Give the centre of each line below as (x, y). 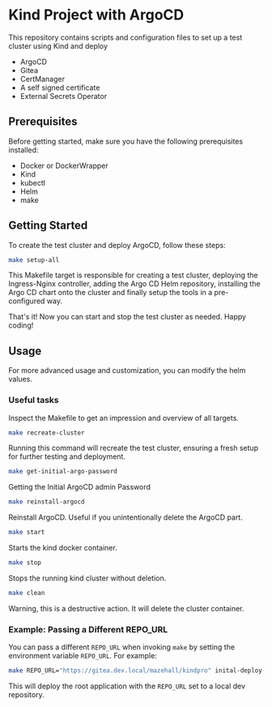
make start (27, 533)
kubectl (33, 182)
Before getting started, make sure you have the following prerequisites (126, 141)
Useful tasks (34, 401)
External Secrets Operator (64, 96)
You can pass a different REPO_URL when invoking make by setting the (122, 647)
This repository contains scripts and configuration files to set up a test (125, 37)
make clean (27, 593)
